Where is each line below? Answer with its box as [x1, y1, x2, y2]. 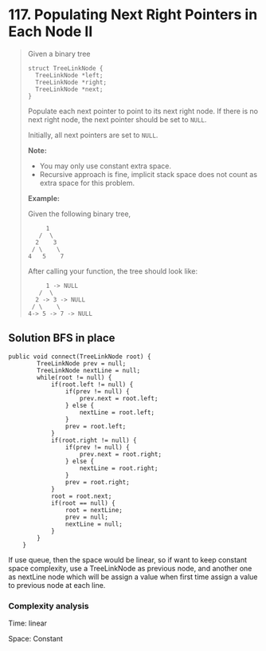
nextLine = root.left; [79, 408, 155, 416]
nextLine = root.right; [79, 464, 158, 472]
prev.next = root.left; [79, 394, 158, 402]
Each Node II [8, 22, 93, 41]
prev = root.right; [65, 478, 130, 486]
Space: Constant [8, 634, 64, 644]
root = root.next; [50, 492, 112, 500]
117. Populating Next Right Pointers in [8, 6, 258, 24]
